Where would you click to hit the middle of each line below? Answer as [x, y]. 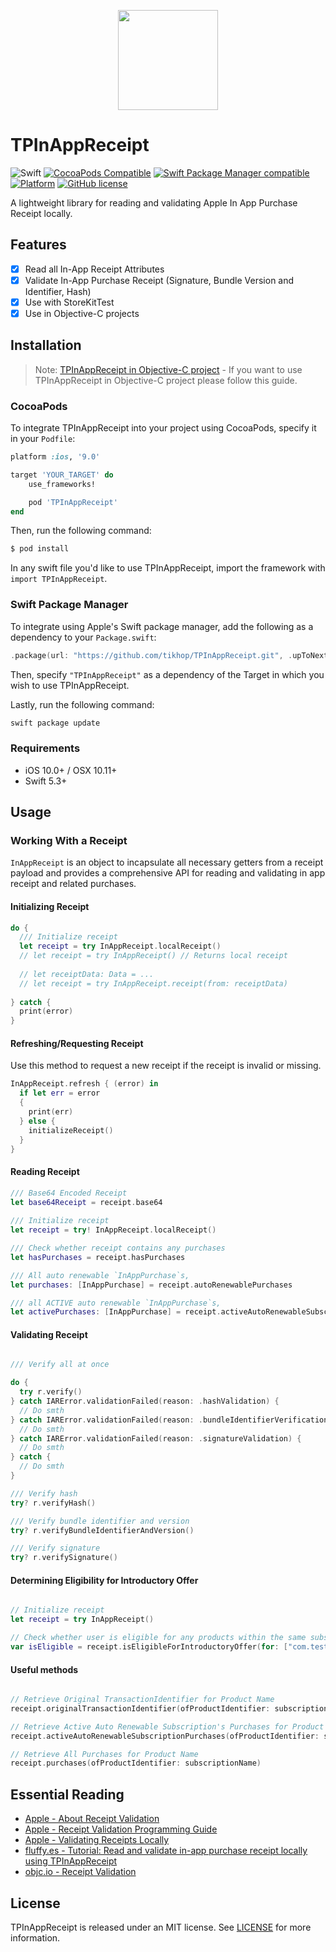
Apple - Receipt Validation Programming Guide [121, 1829]
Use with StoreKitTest [69, 302]
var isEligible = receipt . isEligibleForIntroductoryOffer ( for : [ [149, 1647]
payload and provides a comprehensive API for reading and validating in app [168, 873]
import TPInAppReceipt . [59, 579]
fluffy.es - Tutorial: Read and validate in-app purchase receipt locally [166, 1851]
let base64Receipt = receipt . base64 [86, 1202]
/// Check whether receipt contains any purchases [118, 1248]
